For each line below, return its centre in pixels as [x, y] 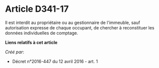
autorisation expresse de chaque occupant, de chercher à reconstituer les [80, 27]
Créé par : [15, 52]
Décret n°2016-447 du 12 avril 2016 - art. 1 [55, 61]
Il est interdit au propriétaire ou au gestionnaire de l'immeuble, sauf [73, 23]
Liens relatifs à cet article [31, 42]
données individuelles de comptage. [42, 33]
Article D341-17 [37, 9]
